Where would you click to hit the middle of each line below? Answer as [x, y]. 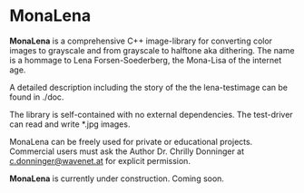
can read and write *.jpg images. [70, 124]
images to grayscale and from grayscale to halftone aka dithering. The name [152, 50]
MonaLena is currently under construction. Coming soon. [117, 179]
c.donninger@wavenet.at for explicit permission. [100, 160]
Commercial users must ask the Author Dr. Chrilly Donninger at [127, 151]
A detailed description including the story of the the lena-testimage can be [149, 87]
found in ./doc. [37, 97]
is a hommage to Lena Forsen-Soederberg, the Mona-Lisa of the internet [146, 60]
